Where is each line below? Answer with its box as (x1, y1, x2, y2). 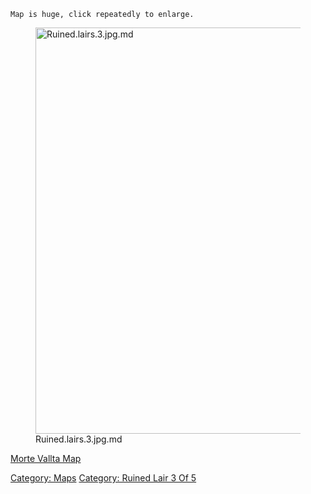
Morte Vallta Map (10, 453, 82, 464)
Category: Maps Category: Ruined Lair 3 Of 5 (10, 472, 197, 484)
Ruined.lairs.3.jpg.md (35, 433, 123, 445)
